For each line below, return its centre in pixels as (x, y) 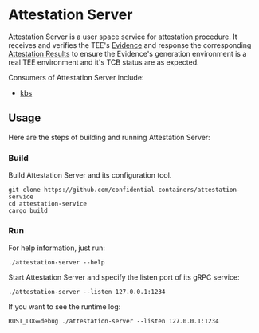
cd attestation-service (48, 204)
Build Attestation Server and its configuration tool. (90, 175)
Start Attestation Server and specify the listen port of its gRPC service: (124, 277)
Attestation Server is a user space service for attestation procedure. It (123, 37)
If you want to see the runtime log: (65, 307)
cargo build (28, 211)
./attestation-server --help (57, 263)
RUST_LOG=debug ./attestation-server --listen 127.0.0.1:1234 (114, 321)
